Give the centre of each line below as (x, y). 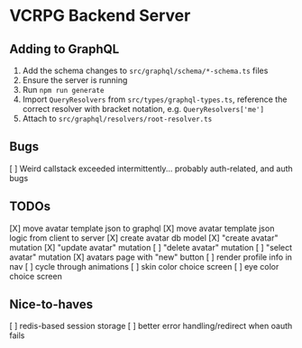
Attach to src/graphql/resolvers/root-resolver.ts (117, 119)
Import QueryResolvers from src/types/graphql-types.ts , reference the (155, 99)
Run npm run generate (63, 90)
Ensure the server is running (75, 80)
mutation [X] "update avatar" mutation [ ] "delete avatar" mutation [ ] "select (151, 247)
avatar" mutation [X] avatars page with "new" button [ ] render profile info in (151, 257)
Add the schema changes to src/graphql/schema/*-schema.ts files (145, 70)
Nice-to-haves (51, 304)
